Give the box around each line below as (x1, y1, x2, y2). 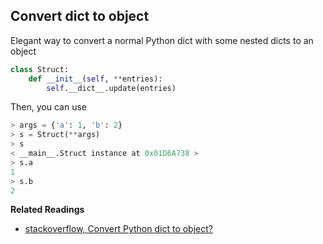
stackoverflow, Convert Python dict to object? (24, 223, 213, 235)
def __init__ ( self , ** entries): (28, 74, 163, 84)
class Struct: (10, 64, 70, 74)
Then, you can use (10, 101, 87, 113)
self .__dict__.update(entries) (46, 83, 177, 93)
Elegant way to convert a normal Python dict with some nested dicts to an (10, 34, 314, 46)
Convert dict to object (10, 8, 150, 25)
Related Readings (10, 204, 85, 216)
